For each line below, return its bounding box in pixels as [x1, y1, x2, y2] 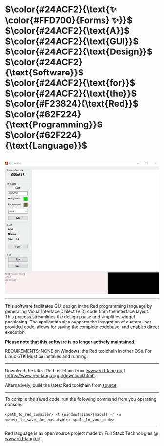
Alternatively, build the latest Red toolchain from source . [5, 382, 118, 388]
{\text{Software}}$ [5, 67, 84, 78]
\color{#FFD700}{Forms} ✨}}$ [5, 15, 133, 26]
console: [5, 401, 23, 407]
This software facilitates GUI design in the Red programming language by [5, 303, 152, 309]
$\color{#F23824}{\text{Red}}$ [5, 99, 139, 109]
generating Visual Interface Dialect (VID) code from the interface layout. [5, 308, 150, 314]
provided [5, 324, 23, 330]
